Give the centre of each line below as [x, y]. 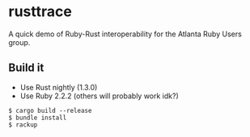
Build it [26, 68]
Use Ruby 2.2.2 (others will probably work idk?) [100, 96]
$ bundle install [38, 118]
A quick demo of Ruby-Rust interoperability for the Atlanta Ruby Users [125, 34]
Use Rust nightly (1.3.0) [59, 87]
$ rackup [23, 125]
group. [19, 42]
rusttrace [40, 12]
